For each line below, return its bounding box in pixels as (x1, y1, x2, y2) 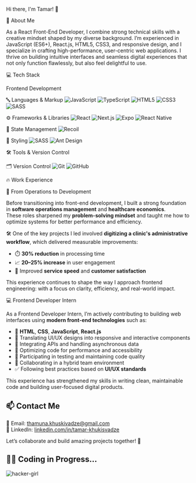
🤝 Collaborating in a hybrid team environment (14, 359, 124, 366)
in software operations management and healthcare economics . (6, 206, 166, 213)
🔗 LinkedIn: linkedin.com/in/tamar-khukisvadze (6, 426, 120, 433)
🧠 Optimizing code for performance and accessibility (14, 347, 143, 354)
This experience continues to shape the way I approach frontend (6, 279, 163, 286)
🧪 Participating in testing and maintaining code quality (14, 353, 146, 360)
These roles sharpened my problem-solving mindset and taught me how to (6, 212, 190, 219)
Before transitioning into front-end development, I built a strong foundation (6, 200, 187, 206)
